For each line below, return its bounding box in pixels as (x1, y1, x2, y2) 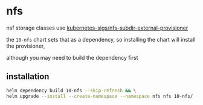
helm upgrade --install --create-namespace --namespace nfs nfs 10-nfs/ (6, 93, 193, 99)
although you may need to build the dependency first (6, 54, 138, 61)
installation (6, 71, 50, 82)
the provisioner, (6, 42, 45, 49)
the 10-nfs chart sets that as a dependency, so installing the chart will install (6, 36, 196, 43)
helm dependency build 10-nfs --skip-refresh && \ (6, 87, 137, 94)
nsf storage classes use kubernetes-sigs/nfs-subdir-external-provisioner (6, 24, 188, 31)
